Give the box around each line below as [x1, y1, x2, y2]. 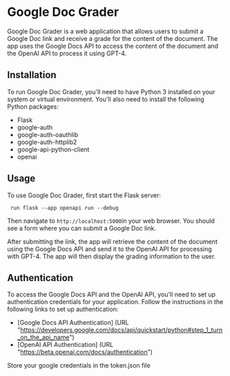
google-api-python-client [17, 145, 90, 153]
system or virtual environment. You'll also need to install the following [7, 95, 205, 103]
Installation [7, 69, 57, 81]
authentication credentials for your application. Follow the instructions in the [7, 298, 224, 306]
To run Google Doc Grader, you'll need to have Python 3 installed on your [7, 87, 215, 96]
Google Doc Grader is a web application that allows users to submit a [7, 27, 204, 35]
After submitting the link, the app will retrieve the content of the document [7, 237, 218, 246]
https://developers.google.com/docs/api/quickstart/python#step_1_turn [20, 326, 223, 334]
